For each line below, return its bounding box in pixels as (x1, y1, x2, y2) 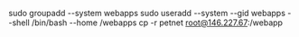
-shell (8, 17, 31, 28)
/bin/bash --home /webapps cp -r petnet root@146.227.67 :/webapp (31, 17, 284, 28)
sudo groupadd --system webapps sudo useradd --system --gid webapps (8, 8, 286, 18)
